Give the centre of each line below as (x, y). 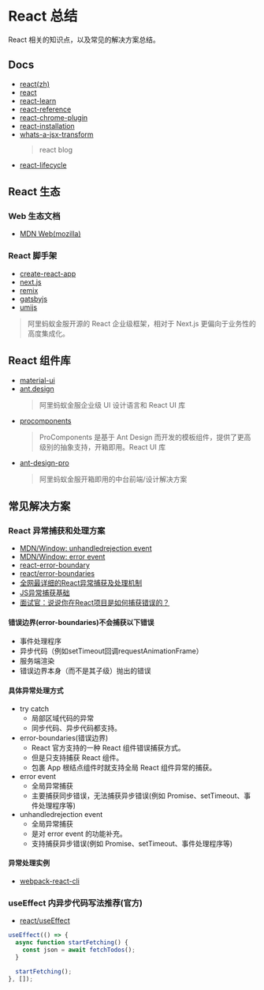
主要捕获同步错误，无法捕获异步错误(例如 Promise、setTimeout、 (138, 796)
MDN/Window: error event (62, 557)
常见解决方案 (39, 506)
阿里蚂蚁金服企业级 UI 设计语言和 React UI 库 (112, 405)
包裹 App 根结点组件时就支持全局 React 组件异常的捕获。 (124, 767)
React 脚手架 (33, 256)
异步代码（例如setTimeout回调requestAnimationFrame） (111, 651)
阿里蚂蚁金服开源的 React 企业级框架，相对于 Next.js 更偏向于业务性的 (141, 323)
